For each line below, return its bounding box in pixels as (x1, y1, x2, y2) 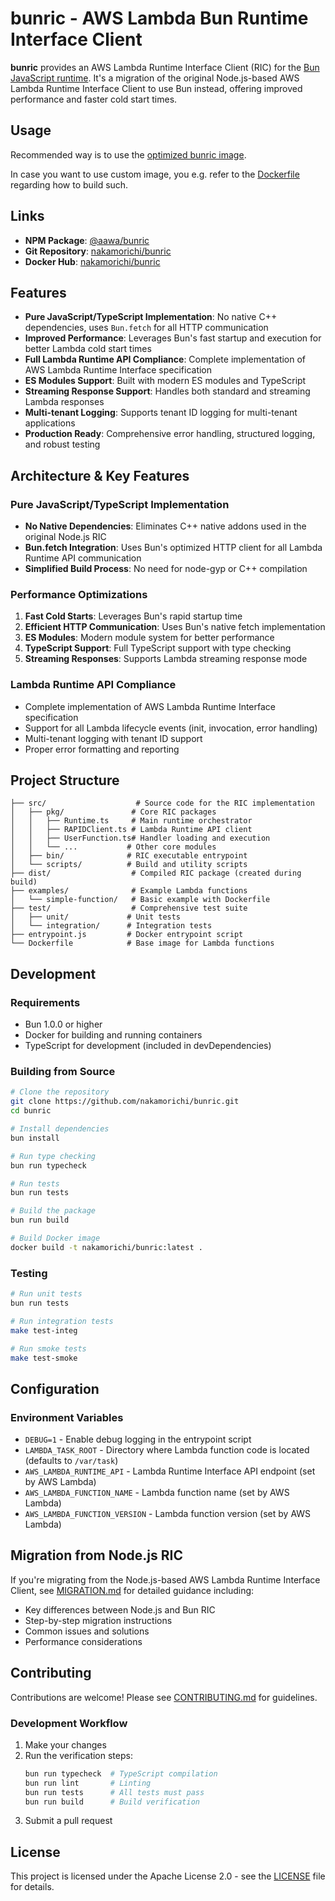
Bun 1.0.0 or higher (24, 1018, 103, 1031)
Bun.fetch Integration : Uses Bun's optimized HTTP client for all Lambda (24, 542, 323, 554)
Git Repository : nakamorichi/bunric (24, 245, 172, 257)
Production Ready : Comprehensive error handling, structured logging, (24, 428, 316, 440)
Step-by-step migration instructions (24, 1614, 173, 1626)
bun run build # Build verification (24, 1797, 201, 1807)
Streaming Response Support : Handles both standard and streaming (24, 385, 311, 397)
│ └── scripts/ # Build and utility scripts (10, 860, 248, 870)
